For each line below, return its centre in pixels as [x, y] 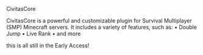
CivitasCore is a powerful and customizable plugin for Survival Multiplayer [99, 20]
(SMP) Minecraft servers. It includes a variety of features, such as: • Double [101, 27]
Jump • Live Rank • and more [44, 34]
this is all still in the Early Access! [48, 46]
